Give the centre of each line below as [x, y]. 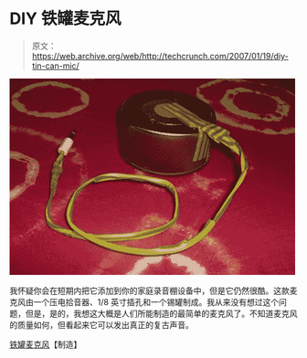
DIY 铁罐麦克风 [65, 19]
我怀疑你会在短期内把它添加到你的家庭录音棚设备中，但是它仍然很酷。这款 [149, 290]
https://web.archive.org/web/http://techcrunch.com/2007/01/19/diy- [160, 56]
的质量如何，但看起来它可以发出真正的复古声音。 [101, 324]
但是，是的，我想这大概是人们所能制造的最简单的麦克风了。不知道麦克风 [161, 313]
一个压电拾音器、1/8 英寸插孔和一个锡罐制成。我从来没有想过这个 [156, 301]
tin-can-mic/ [55, 66]
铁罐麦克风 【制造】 [46, 344]
